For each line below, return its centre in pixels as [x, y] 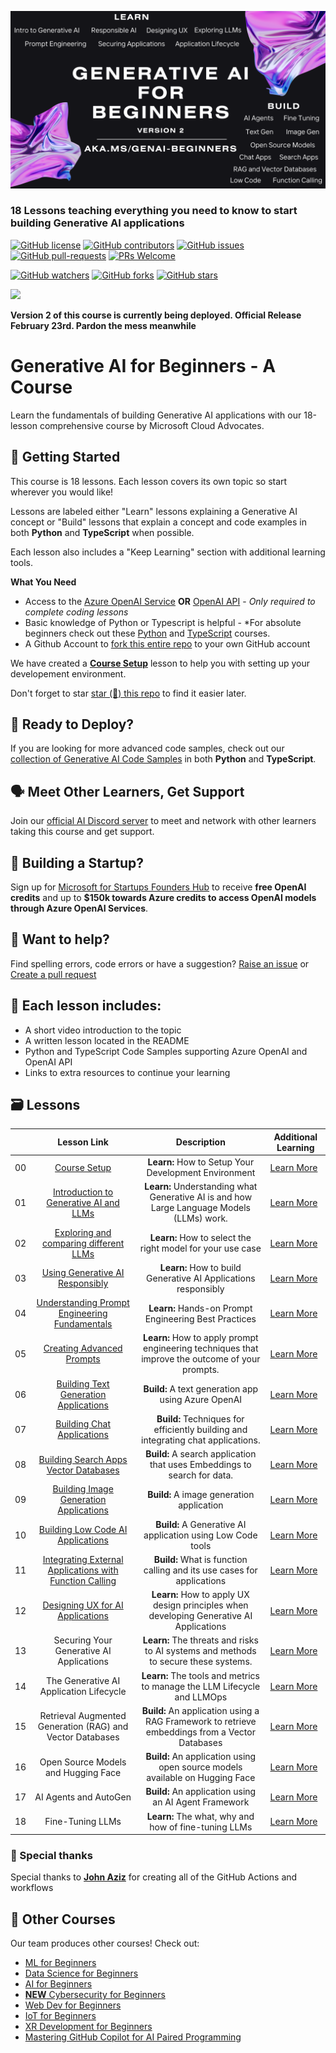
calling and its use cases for [200, 1570]
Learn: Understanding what [201, 1187]
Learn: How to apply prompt [201, 1338]
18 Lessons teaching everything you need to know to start [154, 211]
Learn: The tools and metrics [200, 1675]
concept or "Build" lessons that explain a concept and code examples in [158, 522]
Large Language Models [200, 1208]
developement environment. [68, 673]
